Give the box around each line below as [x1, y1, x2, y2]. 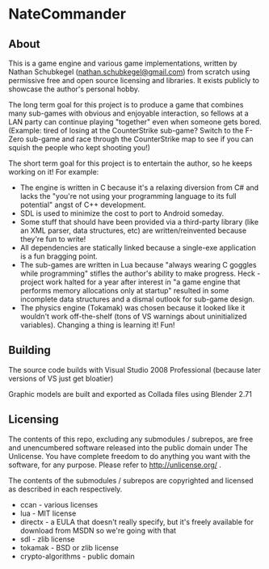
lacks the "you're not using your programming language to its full [19, 192, 237, 200]
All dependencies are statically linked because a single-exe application [19, 243, 257, 252]
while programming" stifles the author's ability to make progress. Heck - [19, 268, 261, 278]
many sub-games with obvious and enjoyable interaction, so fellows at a [8, 108, 249, 118]
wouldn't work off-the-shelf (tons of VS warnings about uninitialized [19, 312, 247, 321]
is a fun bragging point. [19, 251, 99, 261]
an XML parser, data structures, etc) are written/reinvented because [19, 225, 247, 235]
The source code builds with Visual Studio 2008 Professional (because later [8, 365, 261, 374]
